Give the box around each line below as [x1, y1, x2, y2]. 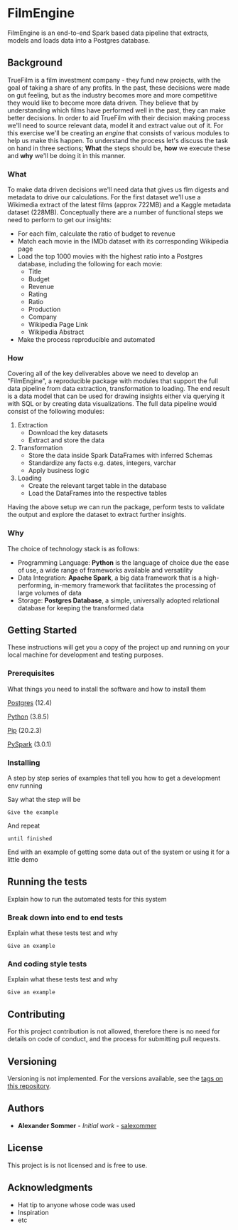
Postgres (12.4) [7, 698, 52, 707]
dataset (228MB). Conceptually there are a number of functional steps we [7, 208, 224, 217]
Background [7, 57, 63, 69]
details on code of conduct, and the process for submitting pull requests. [7, 1035, 221, 1043]
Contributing [7, 1008, 65, 1020]
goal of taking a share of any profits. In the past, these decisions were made [7, 83, 230, 92]
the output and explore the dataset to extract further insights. [7, 511, 187, 519]
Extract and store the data [28, 436, 105, 444]
